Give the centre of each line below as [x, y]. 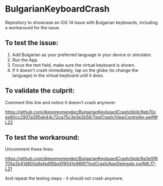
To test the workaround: [42, 137]
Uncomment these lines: [29, 149]
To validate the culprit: [40, 91]
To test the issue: [32, 43]
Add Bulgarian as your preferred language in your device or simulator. [82, 55]
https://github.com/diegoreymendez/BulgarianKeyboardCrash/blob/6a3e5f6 [81, 159]
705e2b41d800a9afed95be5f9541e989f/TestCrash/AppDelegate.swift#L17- [81, 164]
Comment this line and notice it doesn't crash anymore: [61, 102]
